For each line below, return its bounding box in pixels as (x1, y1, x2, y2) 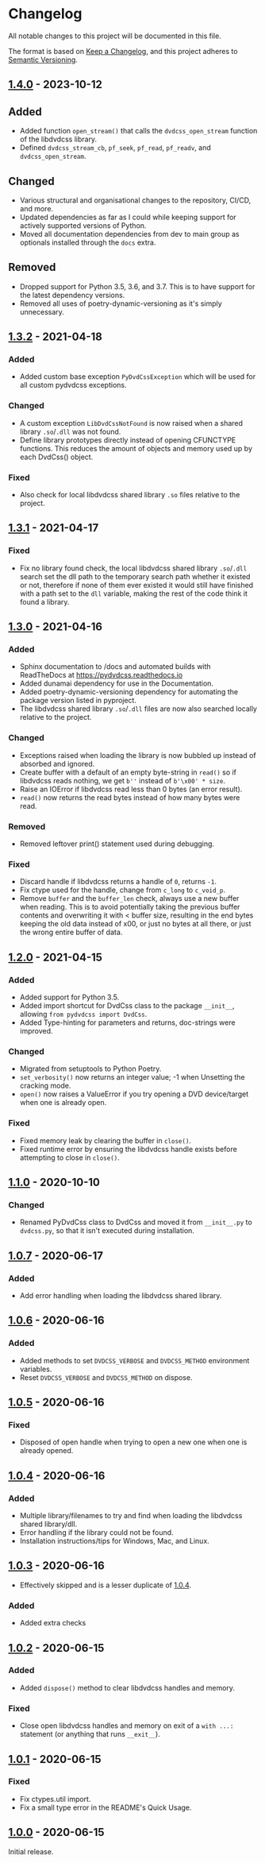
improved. (19, 1026, 53, 1035)
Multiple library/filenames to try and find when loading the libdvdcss (19, 1511, 243, 1521)
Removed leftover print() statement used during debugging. (19, 839, 215, 848)
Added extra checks (19, 1618, 86, 1628)
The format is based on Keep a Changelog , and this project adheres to (8, 46, 238, 56)
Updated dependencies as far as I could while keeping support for (19, 212, 236, 222)
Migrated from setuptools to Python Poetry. (19, 1064, 162, 1073)
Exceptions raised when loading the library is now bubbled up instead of (19, 750, 256, 760)
